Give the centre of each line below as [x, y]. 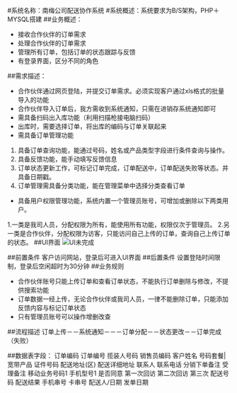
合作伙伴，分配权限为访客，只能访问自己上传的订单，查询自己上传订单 [128, 233]
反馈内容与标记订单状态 [52, 308]
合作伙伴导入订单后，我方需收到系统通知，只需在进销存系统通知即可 [117, 109]
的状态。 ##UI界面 [34, 242]
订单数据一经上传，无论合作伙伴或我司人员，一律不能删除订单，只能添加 [123, 299]
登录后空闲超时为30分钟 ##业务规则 [72, 266]
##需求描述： [27, 76]
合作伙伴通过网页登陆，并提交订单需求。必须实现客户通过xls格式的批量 [121, 91]
